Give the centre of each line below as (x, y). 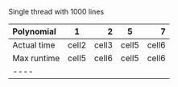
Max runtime (36, 58)
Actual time (34, 45)
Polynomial (34, 31)
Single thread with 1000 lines (56, 12)
